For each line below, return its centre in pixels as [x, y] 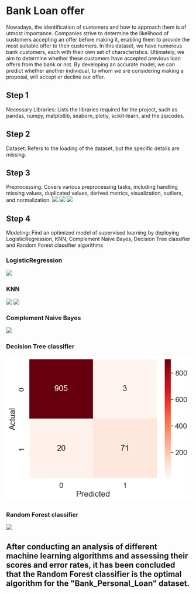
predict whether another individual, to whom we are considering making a [95, 70]
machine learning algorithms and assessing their [97, 556]
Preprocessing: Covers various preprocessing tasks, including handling [92, 187]
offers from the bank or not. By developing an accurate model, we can [91, 64]
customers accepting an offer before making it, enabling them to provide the [98, 39]
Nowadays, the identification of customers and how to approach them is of [96, 27]
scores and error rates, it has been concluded [91, 565]
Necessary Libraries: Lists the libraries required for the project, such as [92, 109]
